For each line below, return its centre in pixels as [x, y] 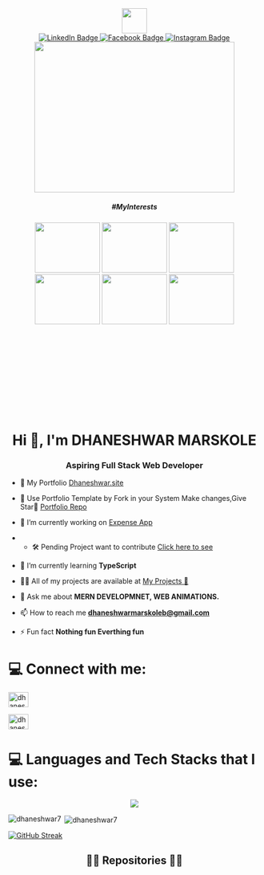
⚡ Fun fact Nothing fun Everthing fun [82, 632]
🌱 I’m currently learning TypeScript [78, 566]
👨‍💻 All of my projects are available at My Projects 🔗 [104, 581]
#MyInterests [134, 206]
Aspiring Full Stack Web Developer [134, 466]
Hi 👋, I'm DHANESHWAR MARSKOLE [134, 440]
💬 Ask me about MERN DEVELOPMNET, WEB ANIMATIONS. [120, 596]
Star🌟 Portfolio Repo [53, 507]
